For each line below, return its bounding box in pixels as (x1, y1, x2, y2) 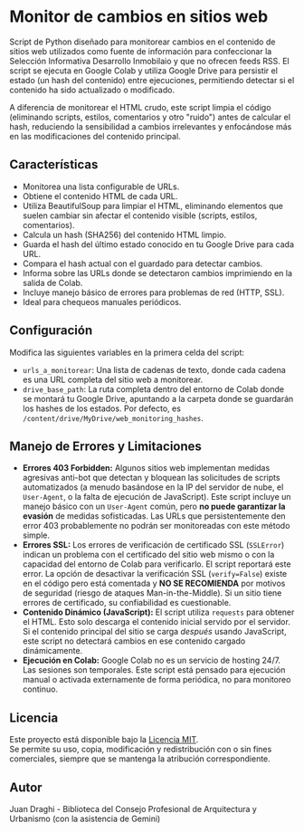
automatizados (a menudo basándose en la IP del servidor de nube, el (22, 482, 284, 493)
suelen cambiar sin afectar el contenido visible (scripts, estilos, (22, 210, 258, 221)
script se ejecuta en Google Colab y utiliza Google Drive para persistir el (9, 65, 279, 76)
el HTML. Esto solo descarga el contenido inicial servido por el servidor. (22, 617, 291, 627)
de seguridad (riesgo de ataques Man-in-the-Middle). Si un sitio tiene (22, 588, 282, 598)
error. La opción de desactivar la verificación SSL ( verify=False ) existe (22, 569, 288, 579)
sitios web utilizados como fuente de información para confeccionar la (9, 45, 272, 56)
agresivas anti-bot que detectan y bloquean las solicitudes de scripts (22, 473, 280, 483)
